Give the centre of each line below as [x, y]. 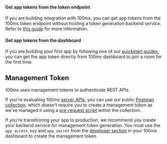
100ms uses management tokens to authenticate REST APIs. [68, 90]
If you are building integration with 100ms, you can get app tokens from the [83, 18]
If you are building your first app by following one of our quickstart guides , [82, 51]
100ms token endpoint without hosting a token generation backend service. [83, 24]
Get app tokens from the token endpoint [48, 7]
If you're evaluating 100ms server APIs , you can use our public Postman [80, 100]
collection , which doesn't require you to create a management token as [79, 105]
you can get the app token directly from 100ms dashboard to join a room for [83, 57]
